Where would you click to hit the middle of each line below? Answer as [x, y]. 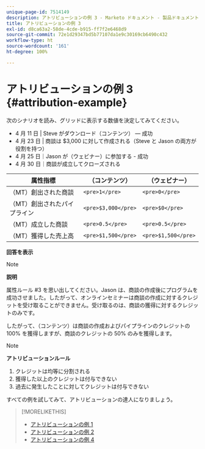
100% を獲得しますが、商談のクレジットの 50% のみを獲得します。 [91, 333]
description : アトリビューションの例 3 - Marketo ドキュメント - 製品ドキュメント [103, 18]
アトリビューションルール [38, 358]
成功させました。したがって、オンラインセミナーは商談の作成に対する [94, 298]
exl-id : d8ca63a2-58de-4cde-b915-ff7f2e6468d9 [67, 29]
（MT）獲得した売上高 [42, 236]
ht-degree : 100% [27, 52]
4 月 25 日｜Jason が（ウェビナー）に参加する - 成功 [81, 156]
